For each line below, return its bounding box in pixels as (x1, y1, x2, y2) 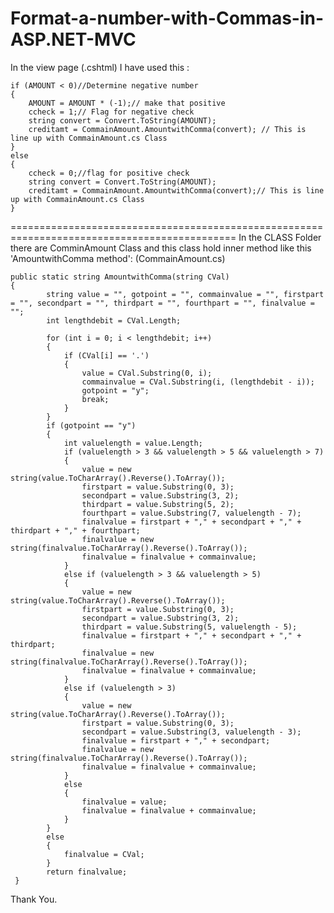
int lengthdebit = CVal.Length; (46, 315, 182, 326)
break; (81, 394, 110, 404)
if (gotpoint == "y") (46, 420, 137, 431)
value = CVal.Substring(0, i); (81, 368, 213, 378)
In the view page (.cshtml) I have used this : (10, 61, 190, 73)
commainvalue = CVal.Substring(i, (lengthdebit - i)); (81, 377, 315, 387)
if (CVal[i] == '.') (63, 350, 150, 361)
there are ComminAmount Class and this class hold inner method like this (10, 242, 312, 254)
